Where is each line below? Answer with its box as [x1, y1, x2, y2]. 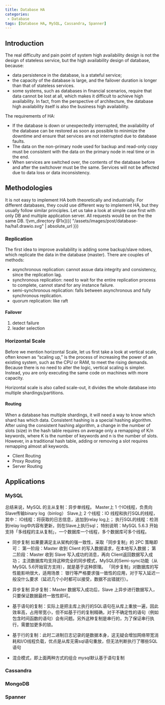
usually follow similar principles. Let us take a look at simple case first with [5, 207, 156, 213]
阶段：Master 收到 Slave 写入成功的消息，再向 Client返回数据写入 [16, 552, 149, 557]
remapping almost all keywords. [5, 443, 70, 449]
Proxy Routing [12, 458, 41, 464]
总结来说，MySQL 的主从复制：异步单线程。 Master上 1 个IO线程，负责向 [5, 504, 153, 510]
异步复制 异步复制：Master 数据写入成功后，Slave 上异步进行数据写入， [12, 586, 158, 592]
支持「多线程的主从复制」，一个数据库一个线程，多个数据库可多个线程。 [5, 528, 149, 534]
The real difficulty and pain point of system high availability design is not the [5, 52, 160, 58]
